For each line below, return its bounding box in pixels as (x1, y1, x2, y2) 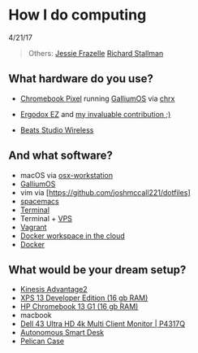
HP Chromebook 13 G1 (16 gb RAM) (19, 302, 139, 312)
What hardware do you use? (8, 72, 154, 86)
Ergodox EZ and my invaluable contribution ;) (19, 109, 171, 119)
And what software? (8, 149, 114, 163)
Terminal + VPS (19, 213, 73, 223)
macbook (19, 311, 52, 320)
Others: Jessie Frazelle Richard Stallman (28, 48, 164, 58)
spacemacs (19, 196, 59, 206)
